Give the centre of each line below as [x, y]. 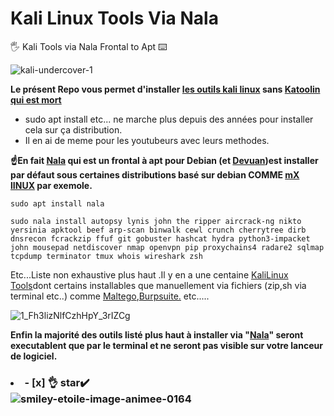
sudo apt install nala [57, 203]
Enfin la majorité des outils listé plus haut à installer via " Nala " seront [157, 334]
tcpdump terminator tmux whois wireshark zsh [106, 256]
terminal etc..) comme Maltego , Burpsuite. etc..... [110, 296]
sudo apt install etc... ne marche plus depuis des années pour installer [169, 119]
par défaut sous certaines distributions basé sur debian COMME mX [155, 174]
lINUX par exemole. [51, 185]
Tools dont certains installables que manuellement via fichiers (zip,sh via [158, 285]
